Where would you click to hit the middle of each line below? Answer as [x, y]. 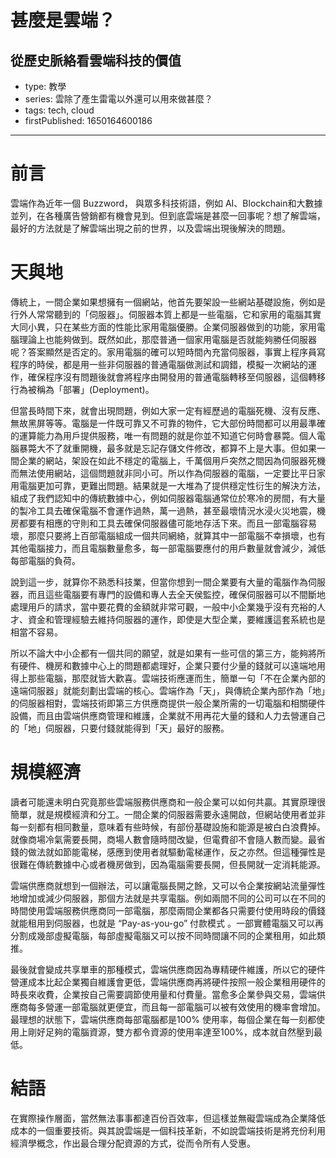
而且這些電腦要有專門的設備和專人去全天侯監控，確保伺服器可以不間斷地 [176, 594]
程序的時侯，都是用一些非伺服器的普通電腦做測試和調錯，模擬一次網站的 [159, 364]
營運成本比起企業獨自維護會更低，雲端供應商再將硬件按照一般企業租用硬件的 [168, 982]
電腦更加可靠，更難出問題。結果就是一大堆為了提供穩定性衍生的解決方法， [172, 485]
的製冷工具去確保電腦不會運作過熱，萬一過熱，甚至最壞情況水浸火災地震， [163, 510]
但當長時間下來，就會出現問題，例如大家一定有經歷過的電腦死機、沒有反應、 [168, 410]
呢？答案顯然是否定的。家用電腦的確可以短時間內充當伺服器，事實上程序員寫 [168, 352]
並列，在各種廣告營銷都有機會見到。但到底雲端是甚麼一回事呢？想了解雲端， [168, 215]
